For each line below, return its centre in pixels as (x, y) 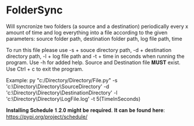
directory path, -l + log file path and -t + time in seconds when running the (95, 56)
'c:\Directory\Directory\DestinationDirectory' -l (62, 92)
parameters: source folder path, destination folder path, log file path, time (94, 38)
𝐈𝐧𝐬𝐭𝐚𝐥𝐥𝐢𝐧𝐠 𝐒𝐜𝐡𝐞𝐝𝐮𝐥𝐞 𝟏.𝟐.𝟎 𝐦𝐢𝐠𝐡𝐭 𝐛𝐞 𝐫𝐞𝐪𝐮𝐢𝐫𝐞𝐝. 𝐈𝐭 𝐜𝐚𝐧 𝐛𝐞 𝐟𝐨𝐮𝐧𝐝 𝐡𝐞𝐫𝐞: (86, 110)
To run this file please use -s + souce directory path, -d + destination (89, 50)
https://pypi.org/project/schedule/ (47, 117)
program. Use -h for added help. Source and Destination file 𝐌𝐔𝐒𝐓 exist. (93, 62)
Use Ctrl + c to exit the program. (45, 69)
